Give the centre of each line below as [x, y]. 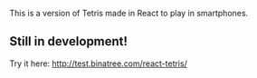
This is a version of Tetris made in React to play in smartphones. [129, 13]
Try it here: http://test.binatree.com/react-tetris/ [98, 63]
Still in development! [69, 41]
